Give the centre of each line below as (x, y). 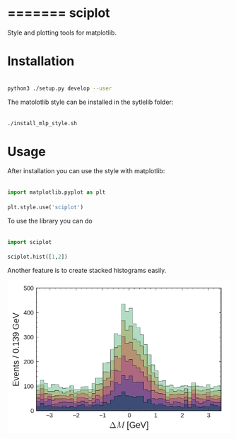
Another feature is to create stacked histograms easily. (87, 271)
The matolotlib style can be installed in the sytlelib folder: (90, 102)
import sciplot (30, 242)
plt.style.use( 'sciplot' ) (45, 207)
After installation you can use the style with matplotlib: (86, 171)
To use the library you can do (50, 221)
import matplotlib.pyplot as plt (57, 192)
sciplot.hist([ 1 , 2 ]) (38, 257)
